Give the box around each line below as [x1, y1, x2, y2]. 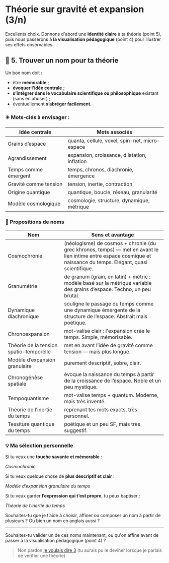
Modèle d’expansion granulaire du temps [5, 483, 91, 489]
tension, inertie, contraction [67, 180, 133, 187]
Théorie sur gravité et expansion [5, 4, 144, 15]
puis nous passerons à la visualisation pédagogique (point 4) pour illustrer [5, 36, 161, 42]
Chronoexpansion [8, 331, 50, 338]
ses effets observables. [5, 41, 54, 47]
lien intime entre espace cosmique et [64, 253, 151, 260]
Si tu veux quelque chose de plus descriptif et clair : [5, 473, 115, 479]
